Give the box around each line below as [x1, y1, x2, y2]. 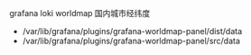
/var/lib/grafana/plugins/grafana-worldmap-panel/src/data [22, 35, 241, 46]
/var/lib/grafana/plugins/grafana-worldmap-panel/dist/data [22, 26, 243, 36]
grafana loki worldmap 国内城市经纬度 [9, 8, 151, 18]
